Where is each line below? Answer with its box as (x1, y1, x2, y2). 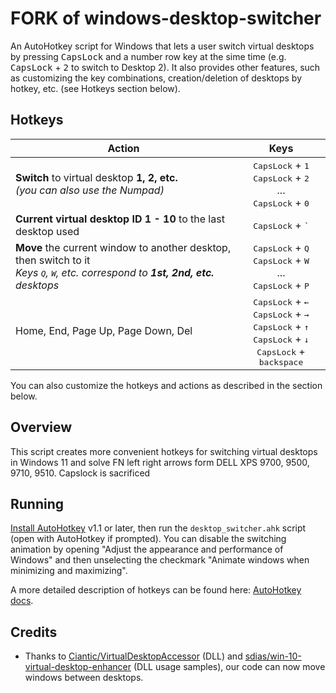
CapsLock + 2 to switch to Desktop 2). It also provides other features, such (10, 61, 321, 73)
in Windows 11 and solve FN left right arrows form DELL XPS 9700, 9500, (10, 456, 310, 468)
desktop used (15, 224, 80, 238)
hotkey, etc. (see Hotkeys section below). (10, 82, 181, 94)
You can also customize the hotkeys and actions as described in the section (10, 379, 323, 391)
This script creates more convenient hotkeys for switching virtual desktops (10, 445, 318, 457)
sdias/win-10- (244, 650, 302, 662)
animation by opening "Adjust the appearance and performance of (10, 543, 284, 556)
